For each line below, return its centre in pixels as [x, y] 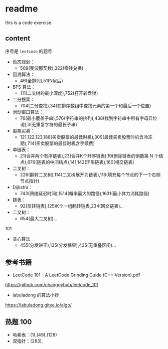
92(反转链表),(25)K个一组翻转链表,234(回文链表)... [72, 206]
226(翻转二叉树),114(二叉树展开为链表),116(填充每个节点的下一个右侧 [90, 174]
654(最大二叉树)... [39, 218]
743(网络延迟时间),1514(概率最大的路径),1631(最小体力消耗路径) [85, 193]
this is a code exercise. [29, 23]
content [18, 38]
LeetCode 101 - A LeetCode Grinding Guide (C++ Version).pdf [76, 275]
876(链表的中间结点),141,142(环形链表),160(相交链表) [81, 162]
